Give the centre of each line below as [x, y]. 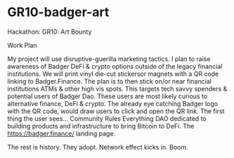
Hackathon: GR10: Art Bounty [50, 32]
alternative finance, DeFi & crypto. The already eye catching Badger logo [113, 103]
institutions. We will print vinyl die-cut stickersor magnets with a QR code [113, 74]
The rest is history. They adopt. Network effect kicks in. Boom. [98, 147]
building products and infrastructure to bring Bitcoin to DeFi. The [101, 126]
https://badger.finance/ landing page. [61, 133]
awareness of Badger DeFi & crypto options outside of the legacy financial [115, 66]
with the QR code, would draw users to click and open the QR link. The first [116, 111]
